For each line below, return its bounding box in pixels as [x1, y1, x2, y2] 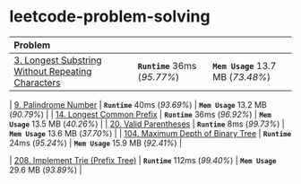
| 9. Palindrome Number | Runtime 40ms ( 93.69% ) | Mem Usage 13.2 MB [9, 99, 267, 110]
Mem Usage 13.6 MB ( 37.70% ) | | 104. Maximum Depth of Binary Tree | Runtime [9, 127, 292, 138]
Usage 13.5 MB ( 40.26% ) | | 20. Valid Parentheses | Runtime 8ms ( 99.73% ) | [9, 118, 285, 129]
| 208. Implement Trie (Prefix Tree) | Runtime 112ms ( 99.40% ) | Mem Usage [9, 154, 277, 165]
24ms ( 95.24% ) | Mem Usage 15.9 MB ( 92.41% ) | [9, 137, 183, 148]
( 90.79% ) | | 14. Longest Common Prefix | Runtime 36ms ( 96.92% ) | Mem [9, 109, 271, 119]
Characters [13, 76, 61, 89]
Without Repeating [13, 65, 92, 77]
